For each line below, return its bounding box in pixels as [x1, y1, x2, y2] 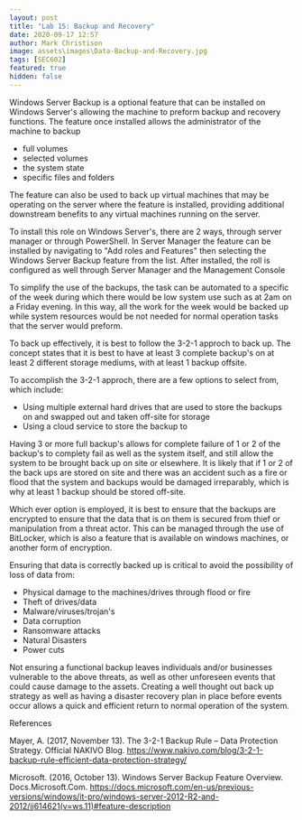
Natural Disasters [22, 634, 87, 646]
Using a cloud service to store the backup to [22, 421, 188, 432]
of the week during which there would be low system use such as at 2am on [9, 291, 292, 303]
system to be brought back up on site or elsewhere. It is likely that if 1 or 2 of [9, 457, 293, 468]
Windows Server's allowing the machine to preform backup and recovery [9, 106, 281, 117]
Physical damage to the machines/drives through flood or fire [22, 586, 251, 597]
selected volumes [22, 153, 88, 163]
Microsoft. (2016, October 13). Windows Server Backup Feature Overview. [9, 771, 284, 782]
